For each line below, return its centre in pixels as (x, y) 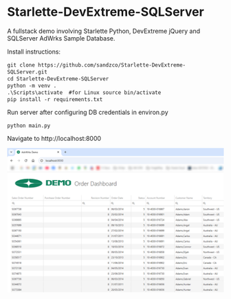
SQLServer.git (27, 72)
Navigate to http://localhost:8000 (54, 138)
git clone (21, 65)
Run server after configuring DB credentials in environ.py (88, 112)
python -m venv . (32, 86)
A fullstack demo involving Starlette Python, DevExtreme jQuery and (104, 31)
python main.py (29, 125)
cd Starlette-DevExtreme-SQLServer (58, 79)
